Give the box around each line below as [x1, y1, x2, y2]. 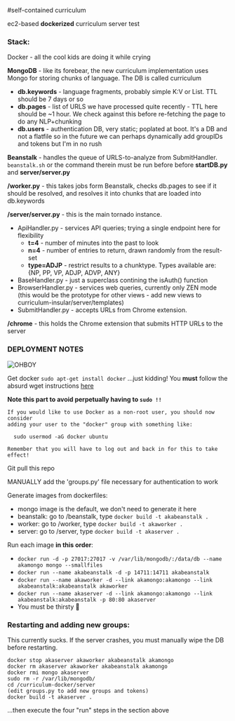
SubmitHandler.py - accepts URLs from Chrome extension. [17, 306, 187, 314]
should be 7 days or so [17, 95, 84, 104]
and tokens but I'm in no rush [17, 140, 102, 148]
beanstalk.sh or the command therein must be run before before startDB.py [7, 161, 228, 169]
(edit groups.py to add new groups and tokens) [7, 687, 149, 694]
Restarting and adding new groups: [7, 620, 130, 630]
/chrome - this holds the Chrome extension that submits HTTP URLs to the [7, 319, 223, 328]
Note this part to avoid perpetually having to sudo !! [7, 395, 162, 403]
